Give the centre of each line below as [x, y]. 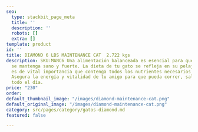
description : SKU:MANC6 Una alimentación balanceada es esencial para [95, 60]
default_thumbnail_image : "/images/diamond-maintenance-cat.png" [88, 99]
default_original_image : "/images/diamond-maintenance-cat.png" [87, 104]
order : [14, 93]
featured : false [26, 115]
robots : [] [25, 33]
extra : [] [23, 39]
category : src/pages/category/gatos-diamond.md [66, 110]
